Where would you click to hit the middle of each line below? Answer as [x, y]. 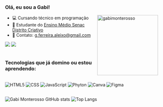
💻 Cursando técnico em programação [50, 18]
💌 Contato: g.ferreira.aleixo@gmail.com [51, 35]
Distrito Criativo [28, 30]
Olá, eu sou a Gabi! [27, 7]
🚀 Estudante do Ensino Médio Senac [48, 25]
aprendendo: [21, 69]
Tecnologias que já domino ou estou [49, 63]
